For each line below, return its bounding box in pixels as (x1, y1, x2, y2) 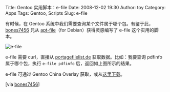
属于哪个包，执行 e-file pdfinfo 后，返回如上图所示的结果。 (5, 60, 135, 66)
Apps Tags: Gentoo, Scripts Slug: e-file (5, 10, 88, 16)
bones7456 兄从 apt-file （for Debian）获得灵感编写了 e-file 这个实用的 (5, 27, 155, 33)
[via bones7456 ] (5, 81, 40, 87)
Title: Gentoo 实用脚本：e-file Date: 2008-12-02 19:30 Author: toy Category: (5, 5, 166, 10)
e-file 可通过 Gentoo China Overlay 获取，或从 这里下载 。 (5, 71, 125, 77)
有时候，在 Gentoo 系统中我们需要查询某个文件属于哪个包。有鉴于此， (5, 21, 154, 26)
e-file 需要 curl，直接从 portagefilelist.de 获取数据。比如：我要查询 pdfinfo (5, 54, 163, 60)
